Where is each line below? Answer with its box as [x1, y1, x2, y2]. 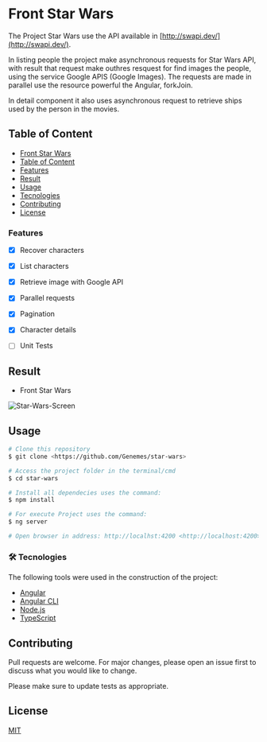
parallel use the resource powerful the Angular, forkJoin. [8, 80, 193, 90]
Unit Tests [19, 341, 53, 351]
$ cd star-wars [8, 474, 59, 482]
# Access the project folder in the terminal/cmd [8, 467, 176, 475]
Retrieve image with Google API [19, 278, 124, 287]
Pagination [19, 309, 56, 319]
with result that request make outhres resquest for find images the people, [8, 63, 252, 72]
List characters [19, 262, 69, 271]
